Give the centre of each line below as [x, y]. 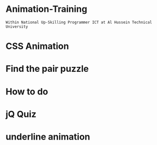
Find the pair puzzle [47, 69]
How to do [27, 91]
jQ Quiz [21, 114]
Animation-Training [47, 9]
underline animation [48, 137]
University [17, 26]
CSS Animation [37, 46]
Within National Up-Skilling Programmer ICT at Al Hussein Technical [79, 22]
